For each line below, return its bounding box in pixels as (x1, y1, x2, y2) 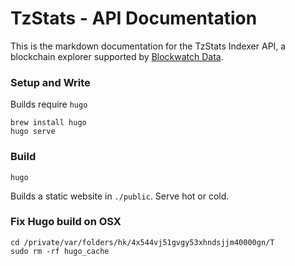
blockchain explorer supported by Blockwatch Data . (10, 50, 224, 62)
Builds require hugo (10, 98, 88, 111)
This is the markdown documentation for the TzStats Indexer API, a (10, 40, 287, 52)
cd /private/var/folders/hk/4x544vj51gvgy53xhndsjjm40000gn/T (10, 237, 275, 247)
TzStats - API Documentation (10, 7, 258, 30)
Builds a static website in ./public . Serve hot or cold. (10, 190, 230, 202)
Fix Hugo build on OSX (10, 215, 122, 229)
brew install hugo (10, 118, 87, 128)
